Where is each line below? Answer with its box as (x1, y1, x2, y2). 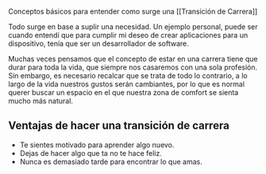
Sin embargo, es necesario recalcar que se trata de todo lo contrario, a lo (8, 71, 248, 80)
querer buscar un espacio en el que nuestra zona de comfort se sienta (8, 88, 239, 97)
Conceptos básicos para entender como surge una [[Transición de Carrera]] (8, 7, 258, 16)
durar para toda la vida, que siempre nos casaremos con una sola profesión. (8, 62, 258, 72)
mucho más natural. (8, 96, 74, 105)
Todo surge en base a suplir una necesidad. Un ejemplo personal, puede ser (8, 22, 258, 31)
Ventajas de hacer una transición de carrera (8, 119, 230, 133)
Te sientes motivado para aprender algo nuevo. (19, 140, 175, 149)
